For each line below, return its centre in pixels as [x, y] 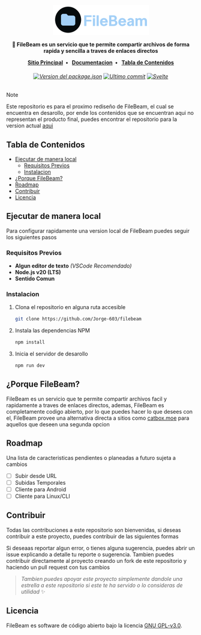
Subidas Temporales [40, 482]
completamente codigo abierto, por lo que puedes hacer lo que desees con [100, 411]
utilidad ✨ [33, 591]
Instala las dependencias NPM [52, 331]
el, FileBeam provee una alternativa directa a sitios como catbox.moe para [98, 418]
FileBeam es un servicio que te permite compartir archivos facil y [86, 399]
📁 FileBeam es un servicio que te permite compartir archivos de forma [101, 44]
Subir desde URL [36, 476]
